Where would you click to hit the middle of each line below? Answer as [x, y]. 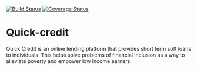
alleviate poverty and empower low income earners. [69, 61]
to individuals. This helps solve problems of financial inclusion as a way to [96, 55]
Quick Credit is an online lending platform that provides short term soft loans [99, 48]
